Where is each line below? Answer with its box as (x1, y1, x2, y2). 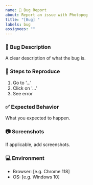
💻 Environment (5, 155, 45, 162)
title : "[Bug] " (5, 17, 40, 22)
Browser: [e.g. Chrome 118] (12, 168, 70, 174)
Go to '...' (12, 79, 32, 86)
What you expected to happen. (5, 115, 71, 121)
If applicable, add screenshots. (5, 141, 71, 148)
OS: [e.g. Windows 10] (12, 174, 60, 180)
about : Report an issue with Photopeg (5, 12, 88, 17)
